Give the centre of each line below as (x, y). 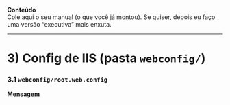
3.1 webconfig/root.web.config (57, 80)
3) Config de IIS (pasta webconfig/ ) (106, 58)
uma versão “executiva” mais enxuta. (59, 24)
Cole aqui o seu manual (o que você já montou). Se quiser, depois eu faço (111, 17)
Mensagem (24, 94)
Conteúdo (22, 10)
